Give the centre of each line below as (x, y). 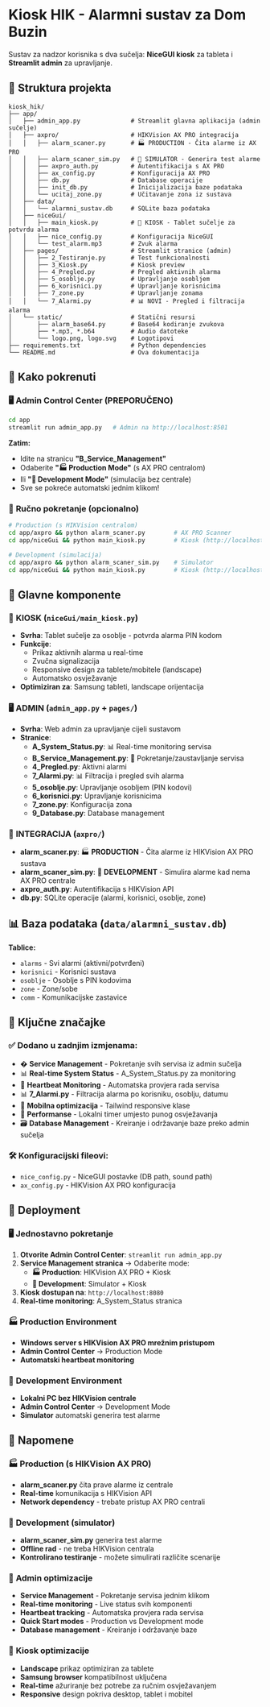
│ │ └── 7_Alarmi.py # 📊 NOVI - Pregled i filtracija (127, 301)
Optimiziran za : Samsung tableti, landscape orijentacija (112, 687)
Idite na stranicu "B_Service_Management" (93, 459)
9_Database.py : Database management (98, 813)
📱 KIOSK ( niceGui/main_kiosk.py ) (74, 618)
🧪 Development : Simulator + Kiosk (89, 1283)
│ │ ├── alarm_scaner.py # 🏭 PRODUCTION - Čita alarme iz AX (133, 143)
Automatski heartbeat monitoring (77, 1360)
